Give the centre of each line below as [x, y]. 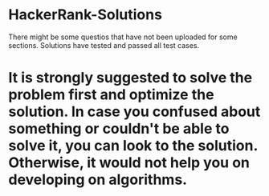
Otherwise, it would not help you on [129, 163]
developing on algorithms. [98, 180]
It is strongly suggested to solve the [130, 78]
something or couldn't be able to [119, 129]
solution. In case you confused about [134, 112]
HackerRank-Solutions [86, 15]
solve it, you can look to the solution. [133, 146]
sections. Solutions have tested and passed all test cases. [104, 45]
